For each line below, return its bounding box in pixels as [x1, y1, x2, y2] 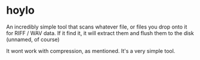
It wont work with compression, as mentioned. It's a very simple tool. [6, 47, 176, 54]
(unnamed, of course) [6, 36, 60, 43]
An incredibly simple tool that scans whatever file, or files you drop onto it [6, 23, 187, 30]
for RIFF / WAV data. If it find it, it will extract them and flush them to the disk [6, 29, 194, 36]
